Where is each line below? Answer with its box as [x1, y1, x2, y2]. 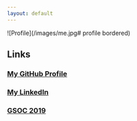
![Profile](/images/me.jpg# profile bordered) [7, 29, 131, 37]
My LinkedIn [7, 87, 49, 96]
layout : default [7, 10, 53, 17]
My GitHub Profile [7, 69, 67, 79]
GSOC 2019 [7, 105, 46, 115]
